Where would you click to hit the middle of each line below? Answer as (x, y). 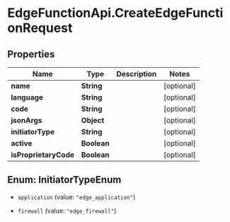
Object (93, 120)
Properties (31, 54)
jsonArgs (27, 120)
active (22, 143)
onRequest (40, 28)
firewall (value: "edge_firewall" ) (67, 211)
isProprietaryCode (43, 155)
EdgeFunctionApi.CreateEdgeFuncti (115, 13)
